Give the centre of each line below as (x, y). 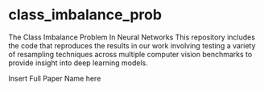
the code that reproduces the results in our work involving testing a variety (132, 45)
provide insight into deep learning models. (78, 63)
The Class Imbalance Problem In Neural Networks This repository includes (132, 37)
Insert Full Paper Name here (55, 78)
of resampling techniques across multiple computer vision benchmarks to (130, 54)
